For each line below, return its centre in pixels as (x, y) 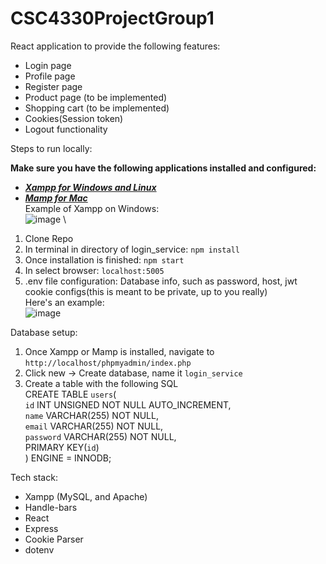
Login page (48, 65)
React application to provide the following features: (115, 46)
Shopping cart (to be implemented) (97, 108)
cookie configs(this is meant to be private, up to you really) (146, 291)
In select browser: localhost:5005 (94, 270)
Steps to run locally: (51, 148)
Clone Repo (49, 238)
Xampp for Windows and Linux (90, 187)
